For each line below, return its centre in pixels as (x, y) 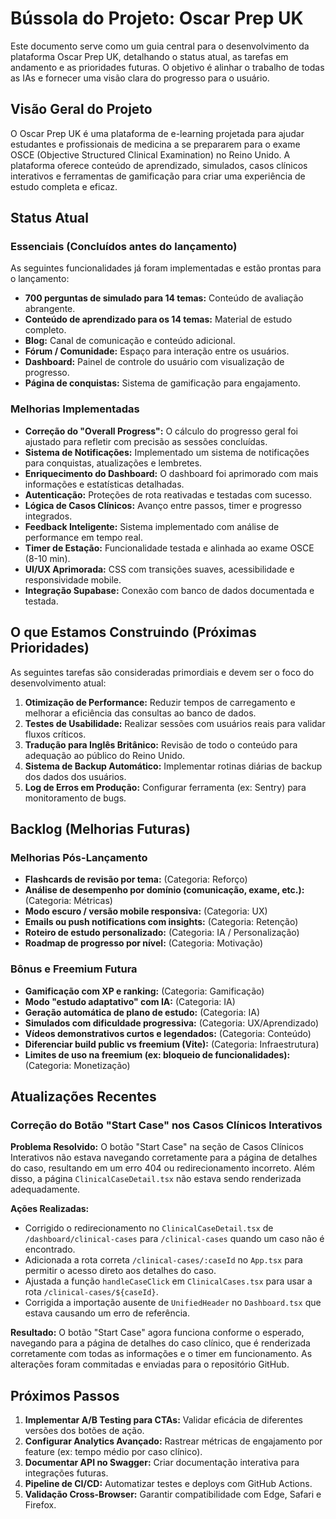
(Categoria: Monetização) (77, 1065)
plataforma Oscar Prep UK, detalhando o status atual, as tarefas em (149, 56)
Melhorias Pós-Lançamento (79, 857)
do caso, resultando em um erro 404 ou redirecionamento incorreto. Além (162, 1168)
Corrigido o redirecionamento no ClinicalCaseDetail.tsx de (149, 1228)
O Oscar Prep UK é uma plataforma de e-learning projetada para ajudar (157, 133)
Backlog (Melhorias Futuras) (100, 828)
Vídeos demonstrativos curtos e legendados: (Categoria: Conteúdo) (168, 1033)
